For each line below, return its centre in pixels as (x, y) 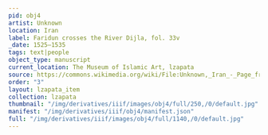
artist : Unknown (35, 23)
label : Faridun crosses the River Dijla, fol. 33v (94, 38)
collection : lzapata (43, 97)
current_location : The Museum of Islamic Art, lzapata (101, 67)
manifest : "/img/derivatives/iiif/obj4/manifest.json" (101, 112)
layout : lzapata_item (44, 89)
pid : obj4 (25, 15)
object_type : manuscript (49, 60)
